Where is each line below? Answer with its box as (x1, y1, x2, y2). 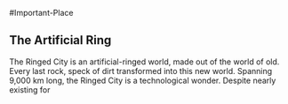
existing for (9, 84, 51, 95)
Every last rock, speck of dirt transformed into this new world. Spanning (9, 65, 273, 76)
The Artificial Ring (9, 33, 112, 48)
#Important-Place (9, 8, 74, 18)
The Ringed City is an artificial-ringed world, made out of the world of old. (9, 56, 280, 67)
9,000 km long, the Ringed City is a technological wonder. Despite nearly (9, 75, 276, 85)
